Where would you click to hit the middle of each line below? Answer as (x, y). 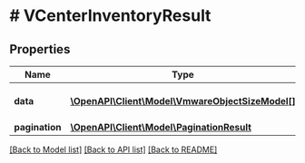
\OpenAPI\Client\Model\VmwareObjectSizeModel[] (183, 101)
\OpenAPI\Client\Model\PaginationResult (161, 127)
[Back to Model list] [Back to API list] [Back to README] (113, 149)
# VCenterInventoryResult (110, 16)
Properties (40, 49)
